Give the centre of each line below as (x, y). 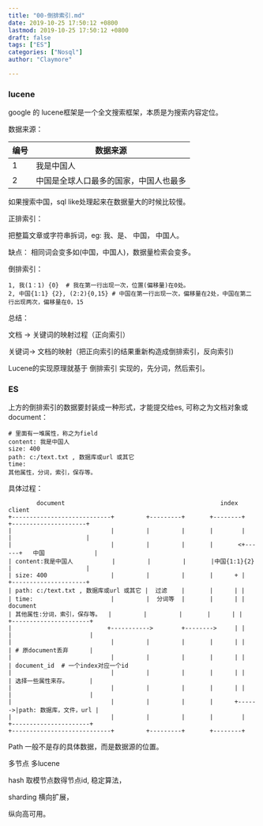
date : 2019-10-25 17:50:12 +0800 (63, 23)
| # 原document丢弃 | (51, 651)
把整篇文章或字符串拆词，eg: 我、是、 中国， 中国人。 (96, 236)
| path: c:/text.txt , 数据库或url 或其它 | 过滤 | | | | (127, 591)
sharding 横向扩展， (41, 797)
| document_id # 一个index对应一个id (68, 666)
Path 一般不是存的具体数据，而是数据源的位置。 (86, 747)
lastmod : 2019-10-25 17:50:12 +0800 (68, 30)
